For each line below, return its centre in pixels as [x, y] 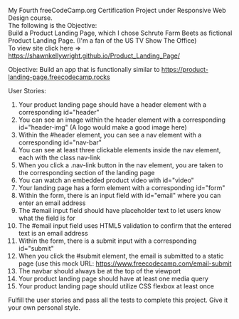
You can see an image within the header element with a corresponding [122, 120]
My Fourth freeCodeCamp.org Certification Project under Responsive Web [117, 10]
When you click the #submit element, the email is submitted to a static [121, 256]
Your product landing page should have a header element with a [112, 105]
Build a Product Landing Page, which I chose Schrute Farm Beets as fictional [120, 33]
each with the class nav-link [59, 157]
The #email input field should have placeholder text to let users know [119, 210]
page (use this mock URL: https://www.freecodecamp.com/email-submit [125, 263]
